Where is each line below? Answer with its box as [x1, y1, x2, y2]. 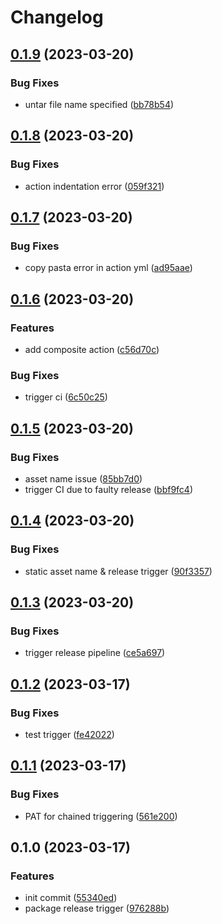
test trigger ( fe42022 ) [24, 728, 115, 740]
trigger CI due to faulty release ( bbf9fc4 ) [24, 483, 194, 495]
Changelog [10, 6, 104, 29]
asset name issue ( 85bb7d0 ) [24, 472, 143, 485]
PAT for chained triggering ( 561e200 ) [24, 810, 178, 822]
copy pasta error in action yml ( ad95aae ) [24, 262, 193, 274]
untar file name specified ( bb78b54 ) [24, 98, 175, 110]
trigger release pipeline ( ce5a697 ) [24, 647, 166, 659]
